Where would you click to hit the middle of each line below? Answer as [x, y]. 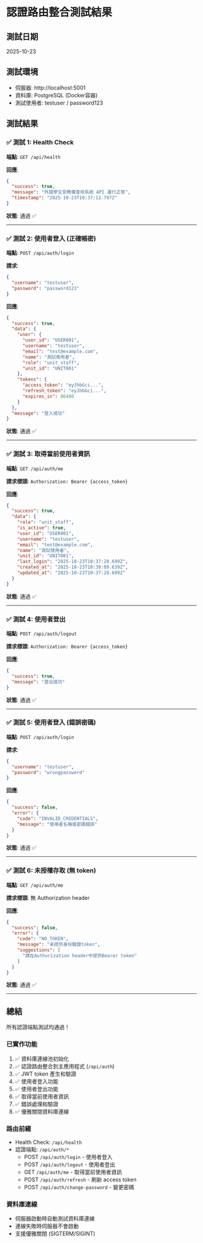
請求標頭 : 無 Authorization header [48, 897]
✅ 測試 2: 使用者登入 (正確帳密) [51, 238]
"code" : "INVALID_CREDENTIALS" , [58, 818]
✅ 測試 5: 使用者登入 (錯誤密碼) [51, 723]
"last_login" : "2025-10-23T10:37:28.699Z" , [73, 562]
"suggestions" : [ [39, 950]
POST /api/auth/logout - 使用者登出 [70, 1164]
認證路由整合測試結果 [60, 12]
